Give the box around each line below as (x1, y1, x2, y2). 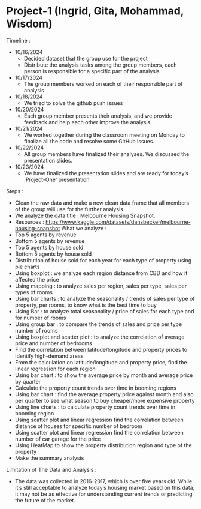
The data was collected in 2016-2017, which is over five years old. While (14, 477, 193, 484)
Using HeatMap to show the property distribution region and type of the (14, 441, 193, 448)
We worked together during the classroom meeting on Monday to (23, 131, 185, 139)
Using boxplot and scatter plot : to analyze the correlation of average (14, 333, 185, 340)
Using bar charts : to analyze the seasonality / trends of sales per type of (14, 295, 196, 302)
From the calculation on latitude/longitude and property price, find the (14, 358, 187, 366)
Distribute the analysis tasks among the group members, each (23, 61, 178, 68)
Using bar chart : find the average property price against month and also (14, 390, 194, 397)
